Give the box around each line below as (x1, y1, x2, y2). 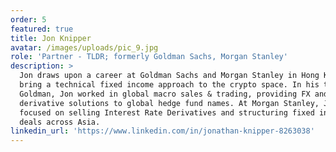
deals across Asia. (19, 117, 101, 127)
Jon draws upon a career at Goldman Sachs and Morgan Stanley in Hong (19, 71, 320, 81)
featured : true (10, 24, 74, 34)
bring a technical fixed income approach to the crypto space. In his (19, 80, 320, 90)
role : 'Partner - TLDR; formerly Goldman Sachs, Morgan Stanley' (10, 52, 288, 62)
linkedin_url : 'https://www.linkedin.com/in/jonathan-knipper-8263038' (10, 126, 315, 136)
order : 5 (10, 14, 47, 25)
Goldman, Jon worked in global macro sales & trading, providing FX (19, 89, 311, 99)
